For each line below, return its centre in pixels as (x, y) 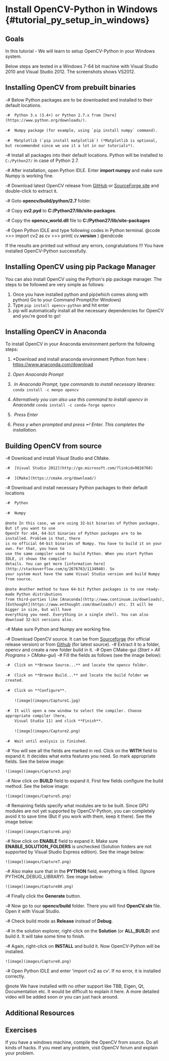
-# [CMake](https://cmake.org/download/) (51, 478)
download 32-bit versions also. (39, 620)
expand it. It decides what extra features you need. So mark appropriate (80, 756)
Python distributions (39, 594)
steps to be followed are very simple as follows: (55, 284)
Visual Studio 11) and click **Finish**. (59, 721)
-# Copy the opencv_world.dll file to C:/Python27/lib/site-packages (78, 220)
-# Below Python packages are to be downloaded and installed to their (79, 100)
